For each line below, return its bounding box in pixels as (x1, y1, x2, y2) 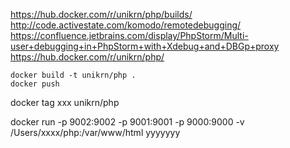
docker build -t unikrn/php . (10, 70, 137, 80)
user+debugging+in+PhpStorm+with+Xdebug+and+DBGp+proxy (10, 40, 280, 52)
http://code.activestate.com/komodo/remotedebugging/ (10, 19, 242, 31)
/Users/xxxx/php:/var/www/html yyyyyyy (10, 127, 181, 138)
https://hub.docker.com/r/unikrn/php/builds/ (10, 9, 193, 20)
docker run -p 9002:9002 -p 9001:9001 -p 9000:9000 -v (10, 116, 245, 128)
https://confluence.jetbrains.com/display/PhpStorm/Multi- (10, 30, 249, 41)
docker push (10, 79, 60, 89)
